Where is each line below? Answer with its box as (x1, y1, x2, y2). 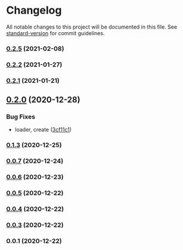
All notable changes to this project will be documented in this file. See (6, 23, 178, 30)
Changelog (6, 4, 62, 17)
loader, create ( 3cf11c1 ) (14, 126, 72, 133)
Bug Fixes (6, 112, 36, 121)
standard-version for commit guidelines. (6, 29, 105, 36)
